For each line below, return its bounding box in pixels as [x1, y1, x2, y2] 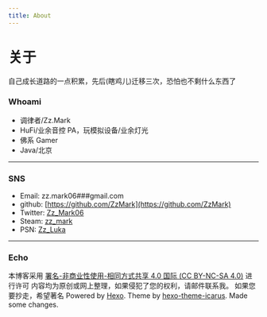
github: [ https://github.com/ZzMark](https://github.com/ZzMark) [19, 199, 232, 209]
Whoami [8, 96, 42, 107]
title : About [8, 11, 52, 20]
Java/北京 [19, 145, 53, 155]
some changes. [8, 300, 59, 310]
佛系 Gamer [19, 135, 58, 145]
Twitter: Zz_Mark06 [19, 208, 84, 218]
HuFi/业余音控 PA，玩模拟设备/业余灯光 [19, 125, 149, 135]
